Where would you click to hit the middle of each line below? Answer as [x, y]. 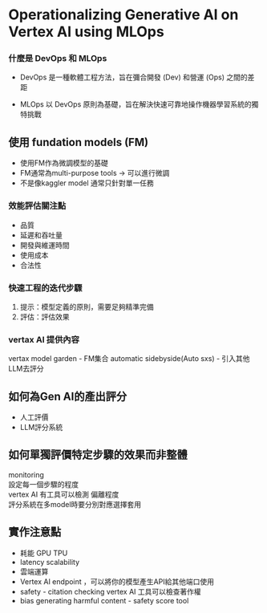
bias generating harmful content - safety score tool [104, 600]
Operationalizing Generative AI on [123, 15]
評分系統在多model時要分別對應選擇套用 [75, 504]
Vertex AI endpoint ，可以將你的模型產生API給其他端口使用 [117, 581]
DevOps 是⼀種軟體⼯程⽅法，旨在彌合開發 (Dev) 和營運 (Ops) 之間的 [133, 77]
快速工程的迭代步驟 [45, 288]
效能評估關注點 [37, 206]
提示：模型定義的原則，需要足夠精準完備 [87, 306]
